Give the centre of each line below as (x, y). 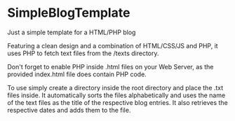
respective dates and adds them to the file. (69, 110)
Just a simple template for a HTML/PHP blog (72, 32)
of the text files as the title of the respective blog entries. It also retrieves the (117, 102)
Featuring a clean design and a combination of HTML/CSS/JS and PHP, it (113, 45)
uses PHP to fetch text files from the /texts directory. (83, 53)
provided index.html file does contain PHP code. (77, 74)
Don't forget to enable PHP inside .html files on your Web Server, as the (110, 66)
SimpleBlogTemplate (69, 13)
